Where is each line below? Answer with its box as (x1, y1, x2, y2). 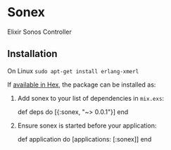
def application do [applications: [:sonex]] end (17, 135, 152, 143)
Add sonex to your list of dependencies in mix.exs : (17, 94, 164, 102)
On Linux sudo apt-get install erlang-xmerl (7, 66, 139, 75)
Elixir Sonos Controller (7, 27, 72, 36)
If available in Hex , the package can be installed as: (7, 80, 156, 89)
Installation (7, 48, 58, 60)
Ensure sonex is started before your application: (17, 121, 157, 130)
